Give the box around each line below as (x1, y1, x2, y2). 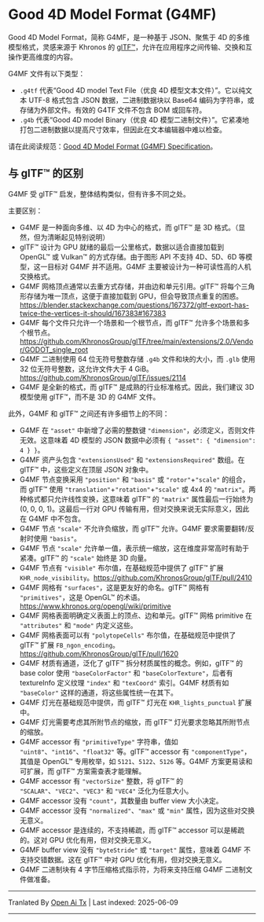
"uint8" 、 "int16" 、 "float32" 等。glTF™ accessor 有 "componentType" (19, 747, 244, 756)
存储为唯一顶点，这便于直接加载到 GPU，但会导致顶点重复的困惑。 (26, 291, 244, 300)
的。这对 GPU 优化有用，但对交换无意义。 (19, 835, 156, 844)
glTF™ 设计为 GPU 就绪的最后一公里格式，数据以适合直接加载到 (19, 242, 225, 252)
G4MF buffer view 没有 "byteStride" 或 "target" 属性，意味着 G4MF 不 (19, 845, 251, 854)
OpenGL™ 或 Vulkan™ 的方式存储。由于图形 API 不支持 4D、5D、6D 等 (19, 252, 246, 261)
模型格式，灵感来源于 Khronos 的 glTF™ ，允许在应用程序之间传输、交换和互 (8, 42, 253, 52)
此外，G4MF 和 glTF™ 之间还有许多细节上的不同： (8, 409, 170, 418)
